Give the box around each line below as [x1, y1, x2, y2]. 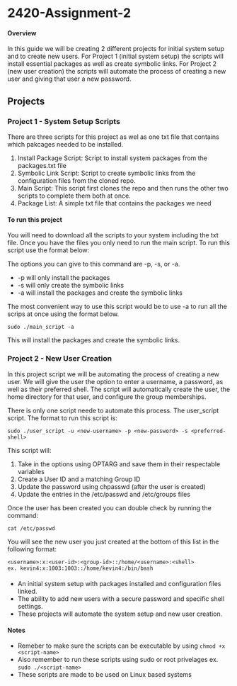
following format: [7, 544, 57, 553]
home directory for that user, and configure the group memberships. [7, 392, 207, 401]
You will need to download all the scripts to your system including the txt [7, 231, 219, 240]
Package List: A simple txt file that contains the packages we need [17, 199, 212, 208]
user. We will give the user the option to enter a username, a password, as [7, 377, 224, 386]
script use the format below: [7, 246, 90, 254]
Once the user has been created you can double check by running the [7, 503, 212, 512]
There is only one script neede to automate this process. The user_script [7, 406, 219, 415]
